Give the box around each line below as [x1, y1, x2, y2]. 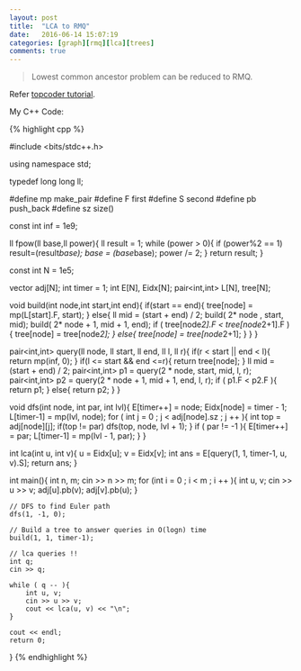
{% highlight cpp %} [9, 123, 85, 135]
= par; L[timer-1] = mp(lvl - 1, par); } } [9, 431, 146, 441]
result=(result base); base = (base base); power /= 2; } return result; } [9, 248, 263, 258]
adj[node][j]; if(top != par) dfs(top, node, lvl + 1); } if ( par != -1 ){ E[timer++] [9, 421, 288, 432]
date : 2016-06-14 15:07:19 [9, 30, 119, 39]
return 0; [9, 636, 47, 645]
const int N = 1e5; [9, 265, 75, 276]
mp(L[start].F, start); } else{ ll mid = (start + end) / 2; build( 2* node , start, [9, 310, 284, 321]
